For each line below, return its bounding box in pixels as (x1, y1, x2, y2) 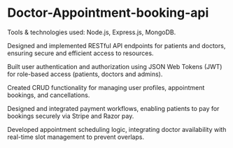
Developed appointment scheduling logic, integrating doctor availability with (7, 125, 227, 133)
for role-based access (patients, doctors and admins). (7, 70, 163, 78)
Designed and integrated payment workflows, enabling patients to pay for (7, 104, 220, 112)
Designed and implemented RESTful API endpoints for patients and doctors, (7, 41, 226, 50)
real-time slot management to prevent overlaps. (7, 133, 145, 141)
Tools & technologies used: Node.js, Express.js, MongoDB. (7, 28, 176, 36)
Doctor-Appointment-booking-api (7, 5, 209, 21)
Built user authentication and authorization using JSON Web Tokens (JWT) (7, 62, 223, 71)
